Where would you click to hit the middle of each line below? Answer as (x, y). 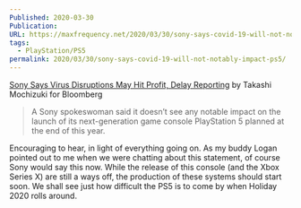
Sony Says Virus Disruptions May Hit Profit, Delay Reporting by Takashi (140, 85)
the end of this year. (68, 130)
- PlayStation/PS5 (52, 51)
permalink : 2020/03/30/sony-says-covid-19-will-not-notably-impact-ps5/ (148, 59)
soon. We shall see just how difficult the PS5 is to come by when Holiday (143, 186)
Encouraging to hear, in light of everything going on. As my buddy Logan (143, 148)
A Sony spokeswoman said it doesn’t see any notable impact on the (156, 112)
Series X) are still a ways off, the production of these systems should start (146, 177)
